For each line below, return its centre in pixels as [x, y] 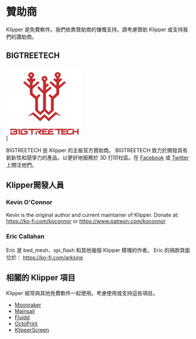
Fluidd [22, 317]
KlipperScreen [32, 330]
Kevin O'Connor [29, 202]
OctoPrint [26, 323]
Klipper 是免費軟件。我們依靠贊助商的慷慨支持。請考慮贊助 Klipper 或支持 [94, 29]
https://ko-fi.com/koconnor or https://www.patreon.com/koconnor [86, 221]
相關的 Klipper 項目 [41, 278]
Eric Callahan [25, 237]
